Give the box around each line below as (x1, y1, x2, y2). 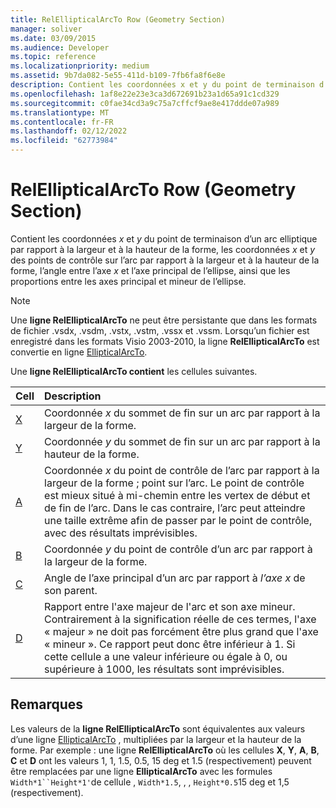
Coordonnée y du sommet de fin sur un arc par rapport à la (44, 434, 321, 448)
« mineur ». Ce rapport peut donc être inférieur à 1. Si (44, 637, 296, 651)
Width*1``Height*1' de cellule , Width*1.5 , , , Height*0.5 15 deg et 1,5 (10, 776, 290, 788)
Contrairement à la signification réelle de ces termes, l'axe (44, 612, 317, 626)
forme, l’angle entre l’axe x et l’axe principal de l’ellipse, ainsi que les (10, 264, 291, 276)
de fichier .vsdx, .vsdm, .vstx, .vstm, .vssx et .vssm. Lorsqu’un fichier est (10, 324, 310, 336)
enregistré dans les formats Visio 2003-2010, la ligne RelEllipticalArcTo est (10, 335, 320, 347)
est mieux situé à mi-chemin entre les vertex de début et (44, 488, 311, 502)
